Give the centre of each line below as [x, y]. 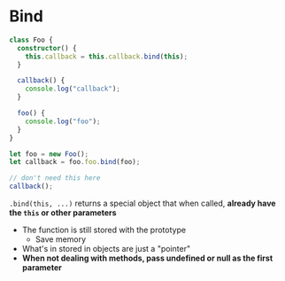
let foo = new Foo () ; [49, 154]
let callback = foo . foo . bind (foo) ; [75, 162]
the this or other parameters [63, 213]
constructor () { [47, 48]
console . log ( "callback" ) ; [73, 89]
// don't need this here [55, 178]
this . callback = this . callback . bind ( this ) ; [107, 56]
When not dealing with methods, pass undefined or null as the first [147, 258]
